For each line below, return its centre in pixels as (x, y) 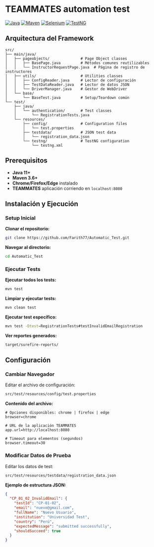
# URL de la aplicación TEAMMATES (41, 426)
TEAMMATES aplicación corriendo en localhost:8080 (67, 188)
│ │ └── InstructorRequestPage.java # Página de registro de (75, 67)
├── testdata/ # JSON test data (70, 132)
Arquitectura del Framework (50, 38)
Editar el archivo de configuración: (40, 385)
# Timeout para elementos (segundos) (44, 439)
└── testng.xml (47, 145)
